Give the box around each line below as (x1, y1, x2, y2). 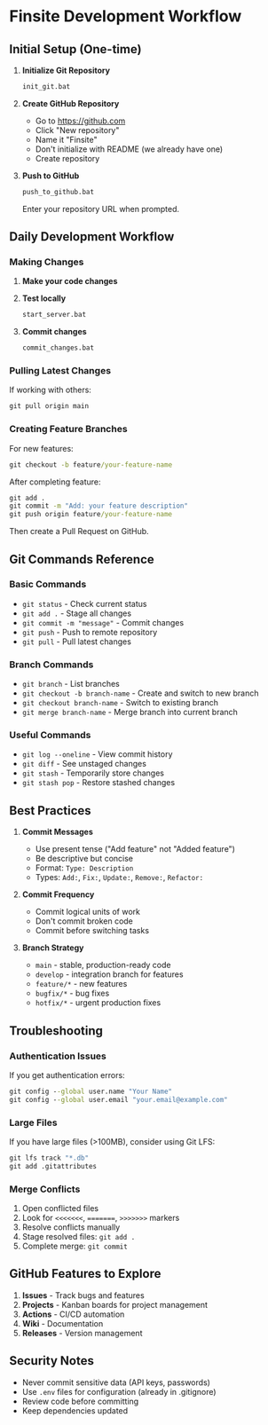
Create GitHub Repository (21, 98, 120, 108)
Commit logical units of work (35, 907, 140, 917)
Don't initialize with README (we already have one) (35, 144, 224, 154)
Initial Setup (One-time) (9, 42, 142, 57)
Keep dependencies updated (21, 1405, 129, 1416)
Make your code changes (21, 276, 118, 287)
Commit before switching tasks (35, 925, 149, 936)
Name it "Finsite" (35, 134, 98, 145)
